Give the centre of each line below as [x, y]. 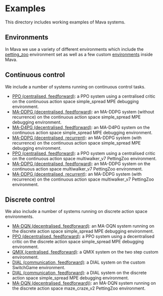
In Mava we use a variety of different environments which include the [74, 49]
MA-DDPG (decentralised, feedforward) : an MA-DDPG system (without [83, 112]
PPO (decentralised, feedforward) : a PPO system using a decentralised [83, 236]
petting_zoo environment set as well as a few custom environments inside [79, 54]
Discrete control [30, 200]
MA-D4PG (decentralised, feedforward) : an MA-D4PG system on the [81, 127]
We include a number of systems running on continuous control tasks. [75, 86]
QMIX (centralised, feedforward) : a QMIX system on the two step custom [85, 252]
